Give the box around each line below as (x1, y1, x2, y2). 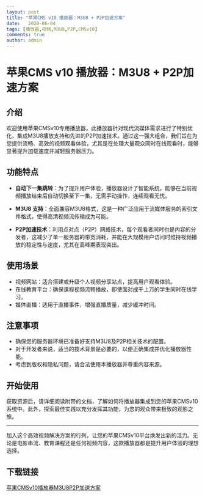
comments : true (6, 32, 45, 38)
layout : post (6, 9, 40, 15)
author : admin (6, 37, 43, 43)
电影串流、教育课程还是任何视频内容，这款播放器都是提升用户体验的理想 (16, 440, 199, 447)
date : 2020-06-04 (6, 20, 56, 26)
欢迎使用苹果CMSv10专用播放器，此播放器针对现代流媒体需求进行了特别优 (6, 125, 193, 131)
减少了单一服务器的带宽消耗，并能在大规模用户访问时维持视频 (36, 233, 192, 240)
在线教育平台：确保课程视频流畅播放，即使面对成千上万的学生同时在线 (15, 285, 192, 293)
